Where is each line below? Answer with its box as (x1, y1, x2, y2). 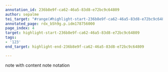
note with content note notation (5, 62, 70, 68)
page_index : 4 (5, 26, 35, 31)
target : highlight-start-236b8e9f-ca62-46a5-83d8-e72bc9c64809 (5, 30, 140, 35)
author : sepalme (5, 12, 39, 17)
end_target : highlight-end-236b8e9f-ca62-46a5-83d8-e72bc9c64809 (5, 44, 144, 49)
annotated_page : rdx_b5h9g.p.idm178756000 (5, 21, 95, 26)
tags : (5, 35, 16, 40)
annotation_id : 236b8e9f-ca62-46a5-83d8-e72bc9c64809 (5, 7, 120, 12)
